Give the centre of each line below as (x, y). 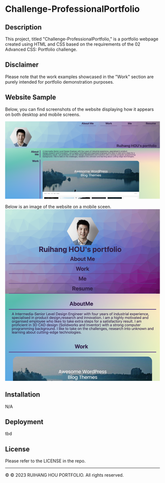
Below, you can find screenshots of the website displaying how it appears (80, 109)
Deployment (24, 422)
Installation (23, 395)
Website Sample (31, 98)
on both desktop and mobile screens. (43, 114)
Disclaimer (22, 65)
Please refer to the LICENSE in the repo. (45, 461)
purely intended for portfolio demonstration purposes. (60, 82)
